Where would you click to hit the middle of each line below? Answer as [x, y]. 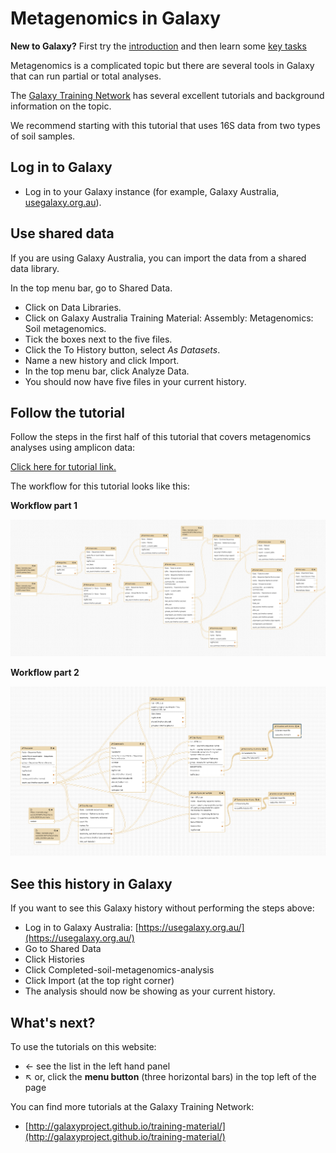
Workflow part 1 [44, 506]
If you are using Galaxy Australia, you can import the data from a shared [158, 258]
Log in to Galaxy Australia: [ [81, 928]
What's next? [53, 1022]
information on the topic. [61, 106]
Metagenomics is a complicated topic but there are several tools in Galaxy [162, 65]
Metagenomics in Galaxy [116, 18]
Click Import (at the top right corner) [99, 981]
